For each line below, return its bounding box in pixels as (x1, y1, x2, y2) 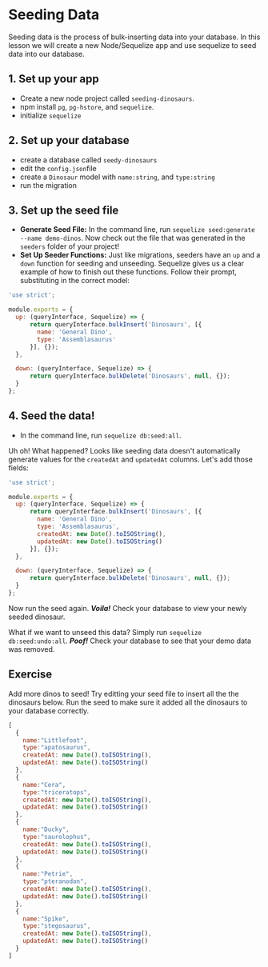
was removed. (8, 644, 55, 653)
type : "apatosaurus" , (22, 744, 91, 752)
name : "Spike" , (22, 914, 70, 923)
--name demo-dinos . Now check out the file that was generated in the (19, 234, 246, 243)
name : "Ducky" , (22, 825, 70, 833)
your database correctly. (8, 705, 90, 715)
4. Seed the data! (8, 410, 95, 423)
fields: (8, 462, 30, 473)
